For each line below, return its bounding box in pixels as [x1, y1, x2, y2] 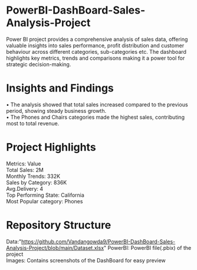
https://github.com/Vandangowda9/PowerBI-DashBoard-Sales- [21, 238, 176, 245]
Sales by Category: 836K [6, 178, 67, 186]
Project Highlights [6, 141, 96, 154]
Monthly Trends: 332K [6, 173, 61, 180]
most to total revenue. [6, 119, 60, 127]
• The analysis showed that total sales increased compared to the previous [6, 101, 188, 108]
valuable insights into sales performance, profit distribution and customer [6, 42, 185, 49]
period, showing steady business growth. [6, 107, 107, 114]
